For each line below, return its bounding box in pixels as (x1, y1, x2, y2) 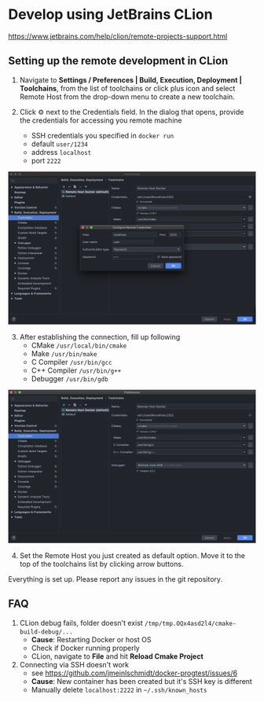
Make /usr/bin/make (31, 349, 97, 358)
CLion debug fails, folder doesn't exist (19, 618, 143, 627)
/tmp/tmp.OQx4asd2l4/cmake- (144, 619, 236, 627)
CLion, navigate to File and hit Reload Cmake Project (31, 651, 204, 661)
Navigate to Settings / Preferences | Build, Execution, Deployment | (19, 75, 242, 84)
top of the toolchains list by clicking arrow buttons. (19, 559, 184, 568)
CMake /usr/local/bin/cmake (31, 340, 127, 351)
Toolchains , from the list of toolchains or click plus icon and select (19, 83, 236, 93)
